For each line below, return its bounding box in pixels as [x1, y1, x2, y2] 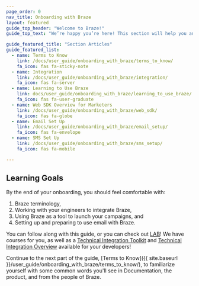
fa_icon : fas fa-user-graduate [17, 97, 94, 102]
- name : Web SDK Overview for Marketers [11, 102, 113, 108]
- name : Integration [11, 69, 62, 75]
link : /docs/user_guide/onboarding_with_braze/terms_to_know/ [17, 57, 174, 64]
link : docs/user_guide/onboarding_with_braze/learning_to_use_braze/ [17, 91, 192, 97]
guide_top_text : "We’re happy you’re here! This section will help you [6, 31, 187, 37]
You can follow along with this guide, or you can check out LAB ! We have [6, 230, 185, 237]
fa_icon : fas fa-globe [17, 113, 73, 119]
